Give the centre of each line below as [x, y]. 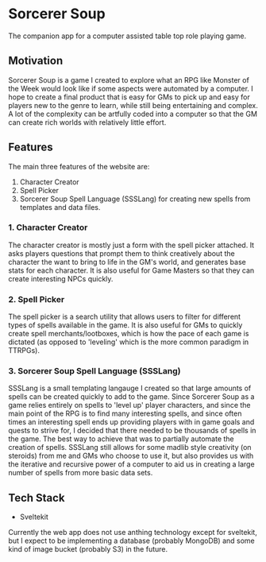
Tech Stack [37, 498]
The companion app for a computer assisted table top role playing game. [127, 36]
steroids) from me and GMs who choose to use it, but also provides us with [131, 456]
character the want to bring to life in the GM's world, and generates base [127, 262]
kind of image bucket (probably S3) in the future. [88, 549]
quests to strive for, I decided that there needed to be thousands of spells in [132, 431]
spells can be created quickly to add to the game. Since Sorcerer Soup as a [131, 397]
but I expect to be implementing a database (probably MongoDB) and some [132, 541]
